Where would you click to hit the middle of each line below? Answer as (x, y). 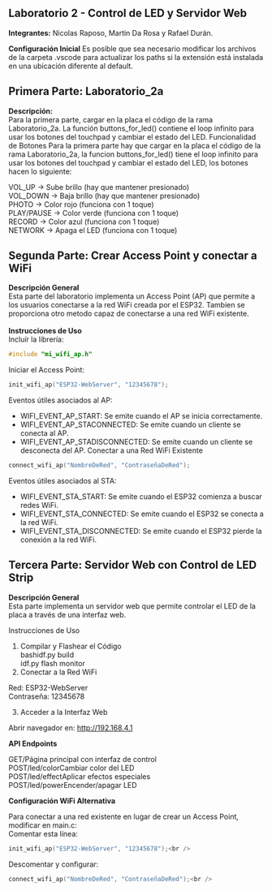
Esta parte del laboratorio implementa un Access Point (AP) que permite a (132, 296)
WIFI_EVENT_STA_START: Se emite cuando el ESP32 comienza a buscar (141, 497)
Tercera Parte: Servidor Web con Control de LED (133, 565)
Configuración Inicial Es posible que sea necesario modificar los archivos (132, 49)
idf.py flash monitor (52, 663)
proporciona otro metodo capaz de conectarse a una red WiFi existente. (129, 314)
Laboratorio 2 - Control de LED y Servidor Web (128, 13)
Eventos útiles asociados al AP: (60, 400)
